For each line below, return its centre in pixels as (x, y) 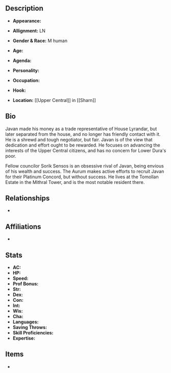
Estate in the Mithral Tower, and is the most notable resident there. (75, 182)
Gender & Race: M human (40, 40)
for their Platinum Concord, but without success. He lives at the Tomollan (82, 177)
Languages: (26, 322)
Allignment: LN (29, 31)
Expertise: (24, 338)
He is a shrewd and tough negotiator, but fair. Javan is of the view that (79, 139)
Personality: (26, 70)
